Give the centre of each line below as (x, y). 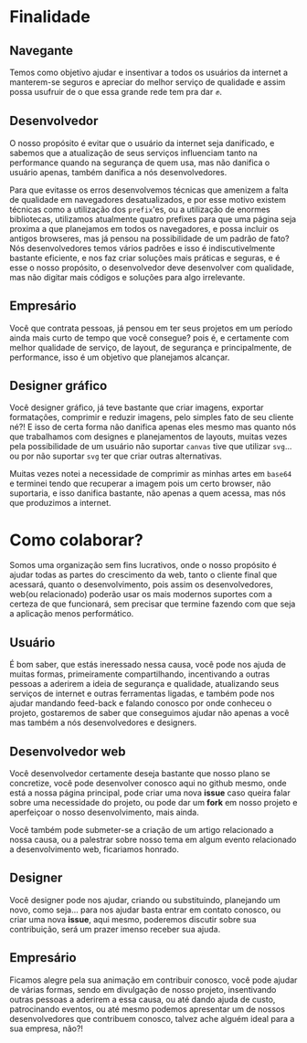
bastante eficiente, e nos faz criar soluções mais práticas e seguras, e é (145, 258)
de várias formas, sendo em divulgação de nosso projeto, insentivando (143, 989)
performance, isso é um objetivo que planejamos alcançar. (120, 357)
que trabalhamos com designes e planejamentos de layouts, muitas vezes (148, 437)
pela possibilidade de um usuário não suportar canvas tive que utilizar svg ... (151, 447)
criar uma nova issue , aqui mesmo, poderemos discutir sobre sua (133, 919)
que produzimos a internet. (60, 503)
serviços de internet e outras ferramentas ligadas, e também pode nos (142, 694)
